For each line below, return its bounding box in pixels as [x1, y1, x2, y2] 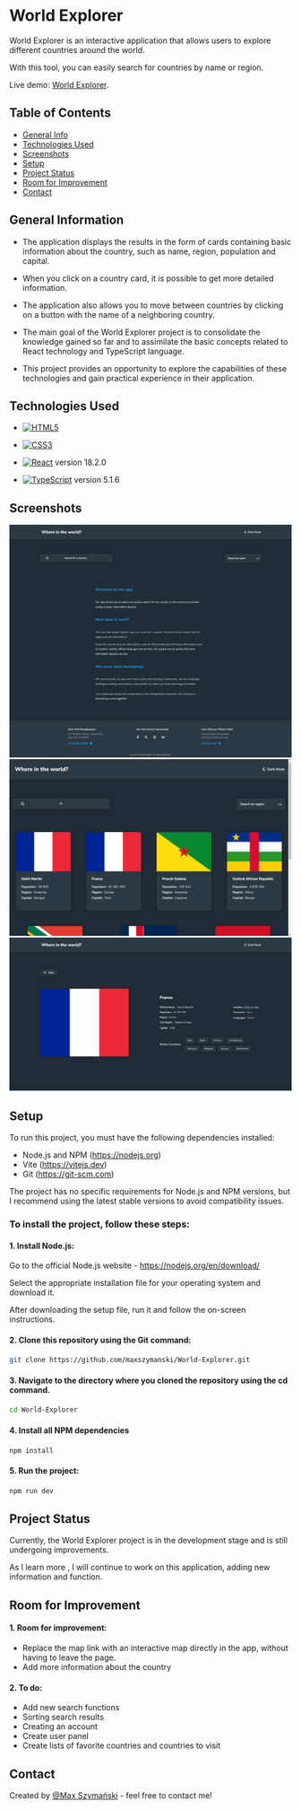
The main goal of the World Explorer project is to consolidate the [21, 327, 262, 337]
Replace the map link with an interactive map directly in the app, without [21, 1642, 288, 1653]
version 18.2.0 [55, 457, 107, 468]
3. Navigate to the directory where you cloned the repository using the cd [9, 1375, 288, 1386]
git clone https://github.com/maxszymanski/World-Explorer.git [9, 1356, 251, 1365]
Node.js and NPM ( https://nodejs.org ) [21, 1150, 161, 1160]
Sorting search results [21, 1711, 105, 1723]
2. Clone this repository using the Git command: [9, 1334, 192, 1345]
